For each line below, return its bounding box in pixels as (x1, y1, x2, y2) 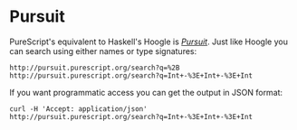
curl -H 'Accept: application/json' (9, 104, 148, 114)
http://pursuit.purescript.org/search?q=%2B (9, 63, 180, 72)
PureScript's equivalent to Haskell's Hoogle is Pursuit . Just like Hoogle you (9, 36, 288, 47)
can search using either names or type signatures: (9, 45, 197, 56)
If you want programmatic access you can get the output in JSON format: (9, 87, 283, 97)
